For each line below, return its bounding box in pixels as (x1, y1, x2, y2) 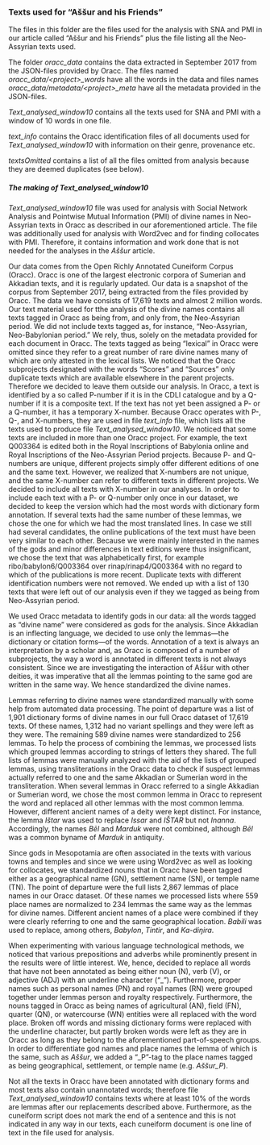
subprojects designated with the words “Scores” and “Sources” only (8, 364, 235, 374)
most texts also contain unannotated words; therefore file (8, 1085, 199, 1095)
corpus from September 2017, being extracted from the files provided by (8, 287, 248, 297)
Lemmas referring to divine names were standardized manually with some (8, 696, 254, 706)
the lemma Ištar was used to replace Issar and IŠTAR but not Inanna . (8, 815, 236, 825)
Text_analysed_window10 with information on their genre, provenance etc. (8, 140, 255, 150)
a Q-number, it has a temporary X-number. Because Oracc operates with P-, (8, 407, 262, 417)
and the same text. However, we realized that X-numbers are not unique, (8, 467, 250, 477)
